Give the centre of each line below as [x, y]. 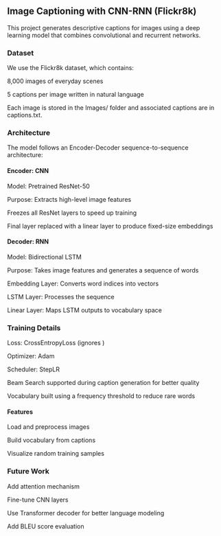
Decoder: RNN [28, 242]
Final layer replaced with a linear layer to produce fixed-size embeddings [110, 226]
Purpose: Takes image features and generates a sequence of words [103, 270]
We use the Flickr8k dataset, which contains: [70, 68]
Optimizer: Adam [31, 356]
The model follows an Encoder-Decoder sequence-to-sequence [98, 148]
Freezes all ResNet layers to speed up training [72, 213]
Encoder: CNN [28, 171]
